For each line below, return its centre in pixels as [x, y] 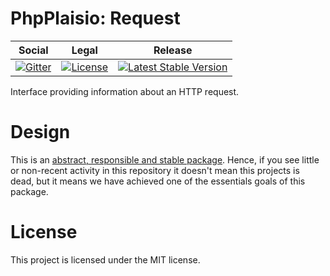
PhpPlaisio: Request [95, 18]
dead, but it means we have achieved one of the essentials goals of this [158, 181]
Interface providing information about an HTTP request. [125, 91]
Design [40, 132]
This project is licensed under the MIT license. [105, 259]
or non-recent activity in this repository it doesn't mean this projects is [155, 170]
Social [33, 50]
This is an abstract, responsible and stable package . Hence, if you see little [165, 159]
